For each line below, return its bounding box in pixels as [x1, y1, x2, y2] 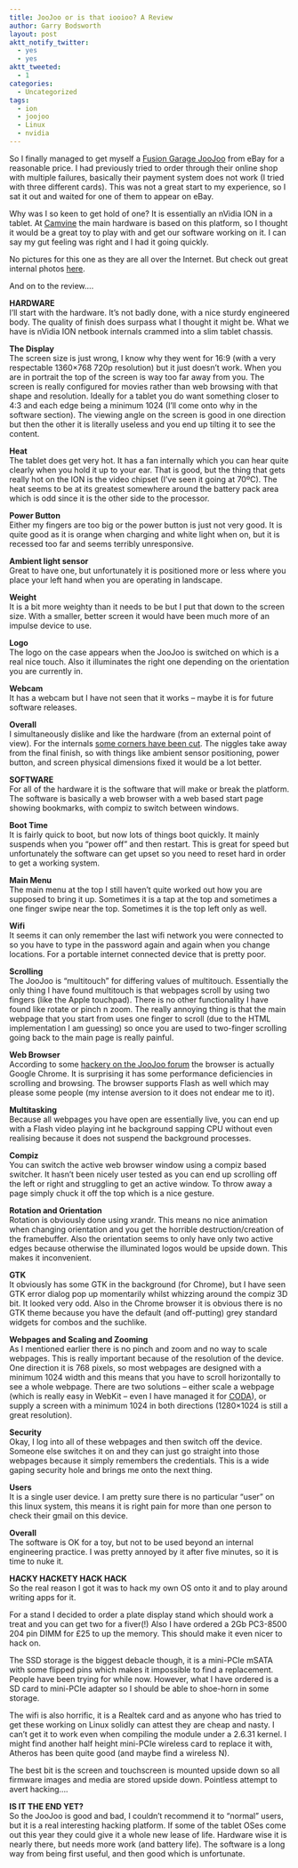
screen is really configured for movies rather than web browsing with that [9, 381, 278, 391]
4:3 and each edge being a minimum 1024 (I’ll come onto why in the [9, 399, 258, 410]
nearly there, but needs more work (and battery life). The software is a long [9, 1839, 286, 1849]
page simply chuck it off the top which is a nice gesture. [9, 1188, 215, 1198]
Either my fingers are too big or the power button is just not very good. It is [9, 519, 283, 530]
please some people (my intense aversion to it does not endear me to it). [9, 1087, 275, 1098]
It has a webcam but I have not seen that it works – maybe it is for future [9, 692, 274, 703]
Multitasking [9, 1104, 58, 1115]
